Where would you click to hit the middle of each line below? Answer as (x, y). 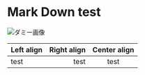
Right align (67, 49)
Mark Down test (54, 12)
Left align (27, 49)
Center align (113, 49)
